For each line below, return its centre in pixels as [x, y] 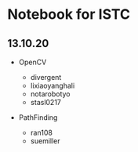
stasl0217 [46, 102]
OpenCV [33, 62]
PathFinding [38, 118]
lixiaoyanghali [53, 85]
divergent [46, 77]
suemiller [45, 141]
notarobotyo [51, 94]
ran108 [41, 132]
